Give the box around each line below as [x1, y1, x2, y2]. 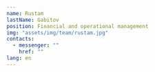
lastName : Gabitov [6, 16, 59, 23]
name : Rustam [6, 10, 44, 17]
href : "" [19, 49, 44, 56]
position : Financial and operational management [6, 23, 149, 29]
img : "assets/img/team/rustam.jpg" [6, 29, 109, 36]
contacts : [6, 36, 35, 43]
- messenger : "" [12, 42, 59, 49]
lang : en [6, 55, 32, 62]
